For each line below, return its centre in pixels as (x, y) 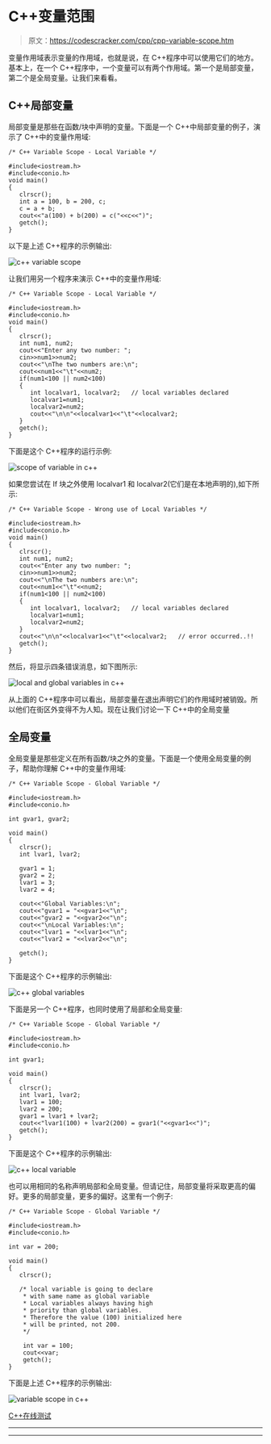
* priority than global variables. (83, 1310)
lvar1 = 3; (38, 882)
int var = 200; (34, 1247)
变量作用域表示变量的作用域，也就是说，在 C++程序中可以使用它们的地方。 (133, 57)
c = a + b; (38, 208)
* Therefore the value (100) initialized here (102, 1317)
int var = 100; (48, 1346)
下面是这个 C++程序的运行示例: (60, 451)
